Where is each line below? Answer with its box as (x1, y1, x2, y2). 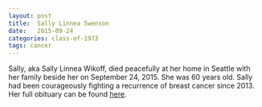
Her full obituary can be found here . (8, 89, 127, 99)
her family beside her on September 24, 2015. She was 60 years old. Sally (8, 72, 253, 82)
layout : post (8, 11, 52, 20)
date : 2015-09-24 (8, 27, 74, 35)
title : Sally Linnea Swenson (8, 19, 110, 27)
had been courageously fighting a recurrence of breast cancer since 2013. (8, 81, 255, 91)
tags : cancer (8, 42, 52, 50)
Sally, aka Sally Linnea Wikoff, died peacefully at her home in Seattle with (8, 64, 251, 73)
